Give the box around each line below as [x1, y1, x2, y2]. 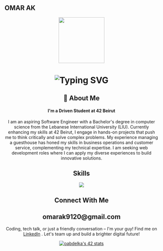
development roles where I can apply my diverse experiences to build [11, 150, 152, 156]
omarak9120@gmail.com [42, 213, 121, 221]
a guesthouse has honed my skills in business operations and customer [9, 139, 154, 145]
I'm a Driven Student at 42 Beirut [47, 108, 116, 114]
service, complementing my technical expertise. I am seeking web [15, 144, 148, 151]
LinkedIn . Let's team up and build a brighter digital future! [23, 231, 140, 237]
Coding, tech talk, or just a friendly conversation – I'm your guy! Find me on [6, 226, 157, 231]
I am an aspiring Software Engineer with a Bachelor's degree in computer [8, 118, 155, 124]
